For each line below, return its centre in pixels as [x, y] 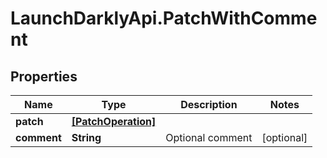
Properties [44, 76]
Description [209, 104]
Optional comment [209, 137]
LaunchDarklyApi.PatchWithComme [164, 18]
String [86, 137]
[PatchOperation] [114, 121]
